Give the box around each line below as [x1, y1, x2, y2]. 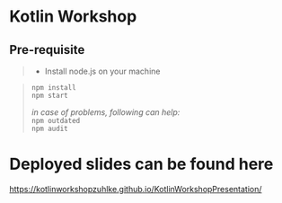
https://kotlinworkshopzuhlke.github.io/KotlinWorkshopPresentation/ [9, 183, 262, 194]
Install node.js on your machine [44, 66, 161, 76]
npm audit [31, 124, 69, 133]
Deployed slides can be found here [9, 154, 274, 174]
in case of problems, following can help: [31, 107, 181, 118]
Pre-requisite [9, 42, 85, 57]
